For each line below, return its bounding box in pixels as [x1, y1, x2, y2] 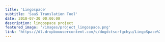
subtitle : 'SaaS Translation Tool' [5, 12, 78, 16]
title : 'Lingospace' [5, 7, 48, 12]
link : [5, 29, 16, 34]
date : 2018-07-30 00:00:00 [5, 16, 60, 21]
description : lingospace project [5, 20, 74, 26]
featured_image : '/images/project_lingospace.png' [5, 25, 111, 30]
